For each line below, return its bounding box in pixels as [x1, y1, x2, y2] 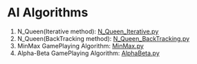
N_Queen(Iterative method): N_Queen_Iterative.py [17, 27, 159, 35]
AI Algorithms [7, 5, 88, 20]
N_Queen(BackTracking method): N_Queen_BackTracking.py [17, 34, 190, 42]
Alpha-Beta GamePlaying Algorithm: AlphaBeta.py [17, 49, 160, 57]
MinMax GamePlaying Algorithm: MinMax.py [17, 42, 144, 50]
